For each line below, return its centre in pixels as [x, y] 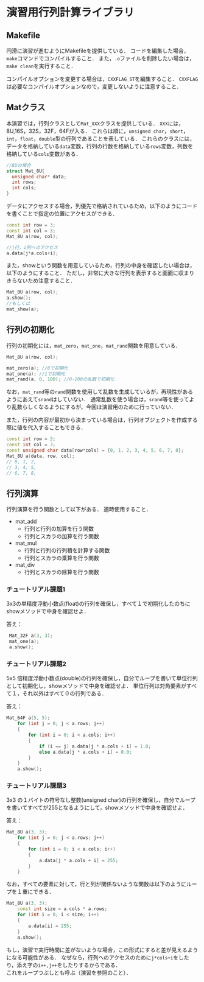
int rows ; [24, 182]
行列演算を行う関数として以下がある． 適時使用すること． [79, 510]
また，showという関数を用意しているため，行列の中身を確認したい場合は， [101, 265]
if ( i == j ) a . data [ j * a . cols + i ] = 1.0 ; [95, 746]
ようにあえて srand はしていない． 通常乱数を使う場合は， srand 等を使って [98, 399]
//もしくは [18, 304]
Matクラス [26, 107]
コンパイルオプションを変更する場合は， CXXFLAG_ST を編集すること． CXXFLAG [102, 79]
